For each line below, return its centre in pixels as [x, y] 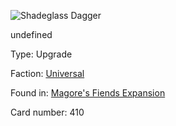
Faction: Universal [47, 73]
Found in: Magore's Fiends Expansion [88, 93]
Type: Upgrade [41, 54]
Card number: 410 [47, 112]
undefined [31, 34]
